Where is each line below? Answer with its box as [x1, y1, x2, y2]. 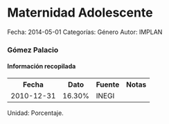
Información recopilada [7, 62, 76, 71]
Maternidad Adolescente [7, 5, 154, 21]
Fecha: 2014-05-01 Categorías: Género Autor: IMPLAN [7, 28, 163, 36]
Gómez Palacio [7, 45, 59, 55]
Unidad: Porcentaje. [7, 109, 64, 117]
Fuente [96, 80, 120, 89]
